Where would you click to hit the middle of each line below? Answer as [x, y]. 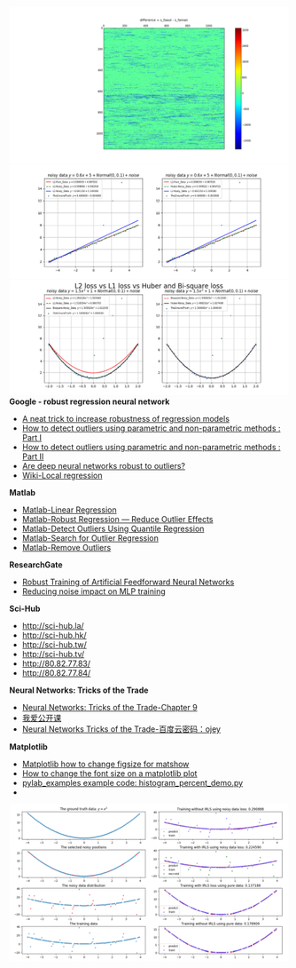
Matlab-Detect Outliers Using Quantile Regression [113, 528]
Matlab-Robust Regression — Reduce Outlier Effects [118, 519]
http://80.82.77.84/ [56, 672]
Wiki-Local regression [62, 475]
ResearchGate [36, 564]
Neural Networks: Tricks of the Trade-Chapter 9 [109, 707]
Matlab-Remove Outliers [66, 547]
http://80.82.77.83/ [56, 663]
